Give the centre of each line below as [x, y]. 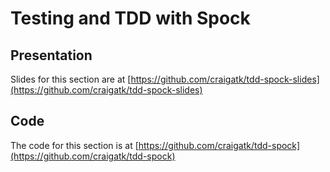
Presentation [51, 55]
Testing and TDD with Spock [130, 18]
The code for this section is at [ [74, 145]
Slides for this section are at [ [71, 79]
